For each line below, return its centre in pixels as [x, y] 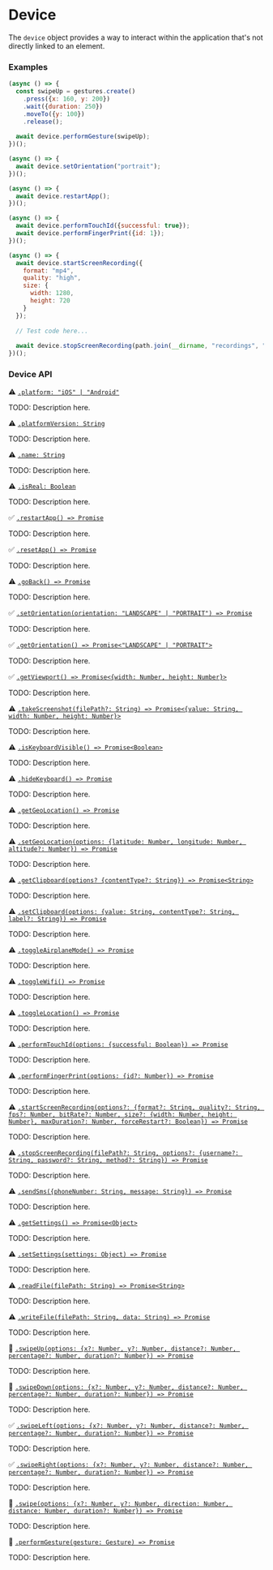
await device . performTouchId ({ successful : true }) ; [103, 226]
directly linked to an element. [57, 45]
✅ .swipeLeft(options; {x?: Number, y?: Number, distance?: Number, [127, 1426]
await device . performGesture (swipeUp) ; [83, 137]
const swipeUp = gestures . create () [76, 92]
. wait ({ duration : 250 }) [63, 106]
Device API [30, 375]
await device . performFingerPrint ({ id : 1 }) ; [90, 234]
